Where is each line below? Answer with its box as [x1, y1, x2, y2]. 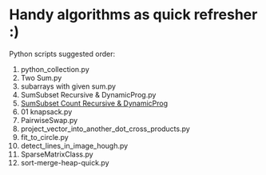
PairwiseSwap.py [20, 115, 78, 125]
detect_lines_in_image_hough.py [20, 141, 129, 150]
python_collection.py [20, 64, 90, 74]
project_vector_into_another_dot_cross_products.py [20, 124, 190, 133]
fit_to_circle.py [20, 132, 69, 141]
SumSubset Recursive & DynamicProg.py [20, 89, 157, 99]
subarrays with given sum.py [20, 82, 117, 91]
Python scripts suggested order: [9, 49, 115, 58]
